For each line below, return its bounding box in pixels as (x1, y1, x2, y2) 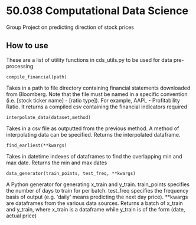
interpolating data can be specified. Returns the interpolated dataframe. (6, 131, 181, 138)
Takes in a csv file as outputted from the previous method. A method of (6, 125, 179, 132)
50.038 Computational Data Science (6, 4, 189, 18)
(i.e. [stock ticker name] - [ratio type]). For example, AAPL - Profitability (6, 97, 180, 104)
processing (6, 62, 34, 70)
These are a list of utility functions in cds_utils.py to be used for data (6, 56, 172, 63)
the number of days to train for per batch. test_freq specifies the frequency (6, 187, 189, 194)
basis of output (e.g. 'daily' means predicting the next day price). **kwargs (6, 193, 188, 200)
